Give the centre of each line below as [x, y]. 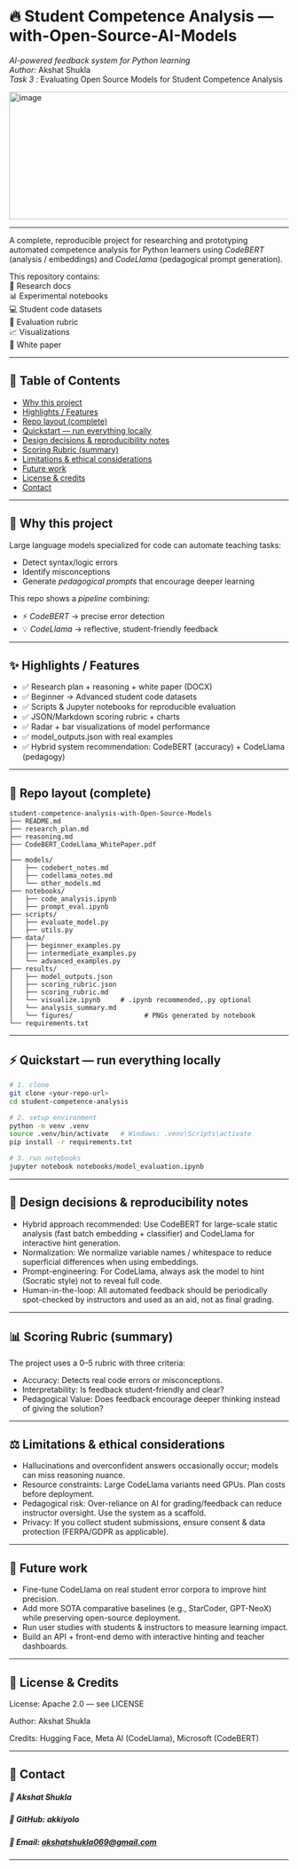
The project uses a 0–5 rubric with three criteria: [98, 1363]
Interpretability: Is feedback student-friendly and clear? [123, 1389]
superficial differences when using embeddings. [110, 1261]
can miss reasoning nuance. [74, 1475]
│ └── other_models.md [55, 884]
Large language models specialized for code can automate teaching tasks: [145, 545]
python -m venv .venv [49, 1125]
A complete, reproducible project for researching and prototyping [129, 240]
